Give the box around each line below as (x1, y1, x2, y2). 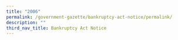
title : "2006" (6, 8, 41, 15)
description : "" (6, 19, 46, 25)
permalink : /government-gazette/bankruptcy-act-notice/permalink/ (6, 14, 173, 20)
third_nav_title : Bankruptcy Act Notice (6, 25, 107, 31)
